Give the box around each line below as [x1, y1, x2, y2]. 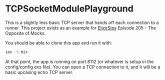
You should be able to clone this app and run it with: [5, 39, 112, 45]
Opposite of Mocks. [5, 30, 46, 36]
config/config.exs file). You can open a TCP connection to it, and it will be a [5, 63, 160, 70]
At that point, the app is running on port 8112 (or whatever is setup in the [5, 58, 154, 64]
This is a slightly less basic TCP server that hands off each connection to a [5, 19, 159, 25]
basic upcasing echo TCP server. [5, 69, 73, 75]
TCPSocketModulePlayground [5, 3, 133, 14]
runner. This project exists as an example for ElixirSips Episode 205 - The [5, 24, 156, 30]
